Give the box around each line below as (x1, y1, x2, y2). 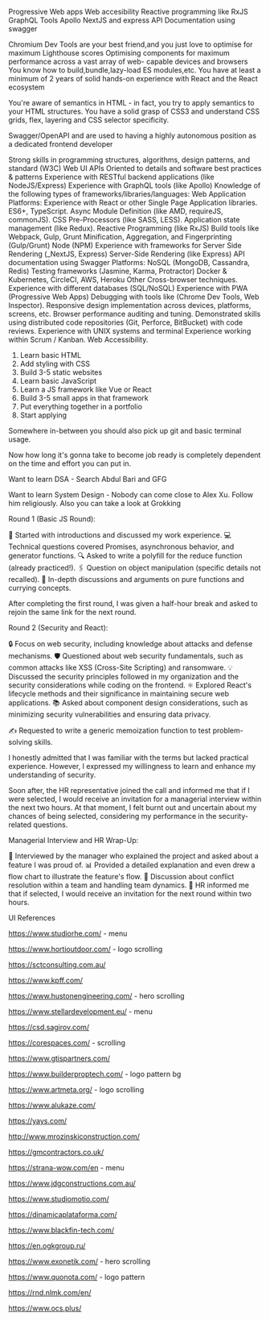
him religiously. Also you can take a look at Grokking (8, 499, 182, 508)
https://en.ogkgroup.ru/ (8, 1241, 86, 1250)
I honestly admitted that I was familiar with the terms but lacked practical (8, 753, 249, 762)
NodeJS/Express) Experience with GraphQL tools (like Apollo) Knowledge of (8, 181, 261, 190)
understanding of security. (8, 770, 96, 779)
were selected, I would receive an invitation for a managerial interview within (8, 794, 262, 804)
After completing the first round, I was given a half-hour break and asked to (8, 599, 259, 608)
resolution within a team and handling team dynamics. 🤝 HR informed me (8, 880, 249, 890)
